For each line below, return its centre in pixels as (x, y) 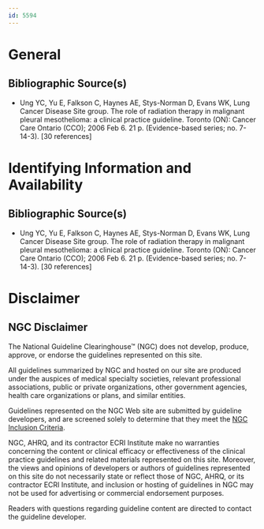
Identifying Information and (100, 168)
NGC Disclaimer (48, 327)
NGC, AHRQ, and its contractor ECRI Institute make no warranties (114, 442)
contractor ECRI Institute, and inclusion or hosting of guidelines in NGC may (131, 484)
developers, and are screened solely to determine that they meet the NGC (128, 418)
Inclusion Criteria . (37, 427)
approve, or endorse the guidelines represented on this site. (105, 355)
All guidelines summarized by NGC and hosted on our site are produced (125, 370)
